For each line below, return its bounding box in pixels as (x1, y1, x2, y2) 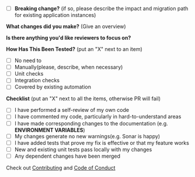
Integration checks (14, 77, 60, 84)
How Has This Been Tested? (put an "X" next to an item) (6, 46, 142, 53)
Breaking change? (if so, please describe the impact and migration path (14, 5, 189, 12)
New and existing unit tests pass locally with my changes (14, 146, 152, 153)
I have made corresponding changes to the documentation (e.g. (14, 120, 168, 127)
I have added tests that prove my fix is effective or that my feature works (14, 139, 190, 146)
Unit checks (14, 70, 44, 77)
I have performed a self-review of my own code (14, 107, 130, 114)
